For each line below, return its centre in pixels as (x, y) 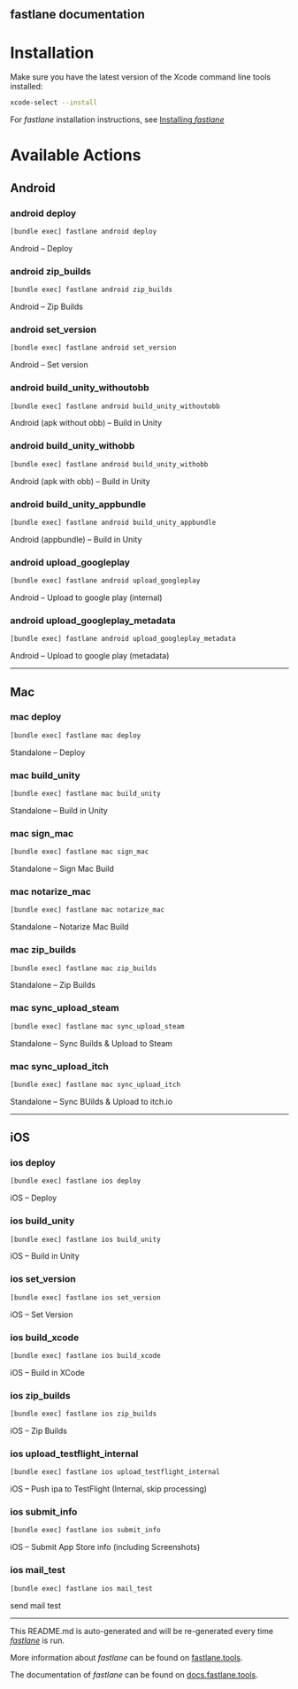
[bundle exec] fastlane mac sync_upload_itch (95, 1084)
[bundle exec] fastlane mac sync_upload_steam (97, 1026)
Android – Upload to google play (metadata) (90, 656)
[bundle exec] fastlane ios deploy (76, 1181)
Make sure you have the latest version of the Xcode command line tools (141, 77)
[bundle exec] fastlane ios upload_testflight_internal (115, 1472)
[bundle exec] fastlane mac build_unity (86, 794)
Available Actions (76, 155)
